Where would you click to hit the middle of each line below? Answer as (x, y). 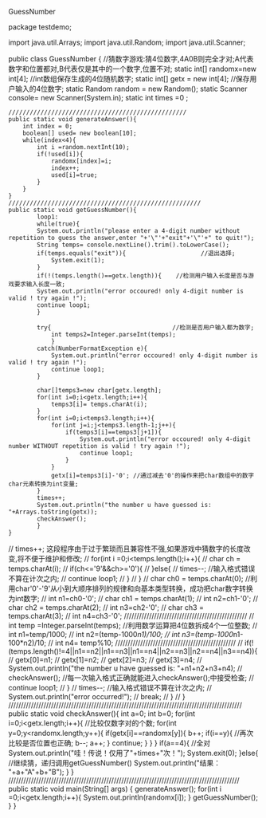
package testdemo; (40, 27)
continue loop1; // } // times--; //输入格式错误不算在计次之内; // (110, 688)
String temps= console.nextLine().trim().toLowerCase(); (133, 245)
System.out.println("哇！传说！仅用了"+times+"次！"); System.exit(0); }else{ (133, 753)
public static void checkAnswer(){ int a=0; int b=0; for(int (102, 714)
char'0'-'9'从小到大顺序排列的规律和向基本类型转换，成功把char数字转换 (134, 588)
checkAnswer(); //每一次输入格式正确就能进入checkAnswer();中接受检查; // (131, 678)
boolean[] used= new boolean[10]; (80, 133)
